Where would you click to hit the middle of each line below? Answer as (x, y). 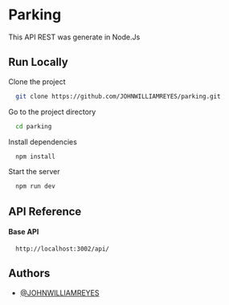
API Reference (45, 211)
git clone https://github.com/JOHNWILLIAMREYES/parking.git (118, 96)
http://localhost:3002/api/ (63, 249)
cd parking (34, 126)
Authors (29, 273)
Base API (24, 232)
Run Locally (38, 62)
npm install (36, 157)
